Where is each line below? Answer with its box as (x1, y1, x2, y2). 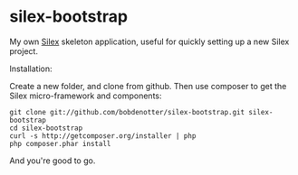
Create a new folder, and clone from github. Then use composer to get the (9, 80, 287, 91)
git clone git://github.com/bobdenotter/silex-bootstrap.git (9, 107, 245, 116)
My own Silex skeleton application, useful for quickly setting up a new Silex (9, 36, 290, 47)
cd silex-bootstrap (9, 124, 83, 133)
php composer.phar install (9, 139, 111, 148)
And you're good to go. (9, 155, 96, 166)
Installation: (9, 63, 53, 74)
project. (9, 45, 39, 56)
